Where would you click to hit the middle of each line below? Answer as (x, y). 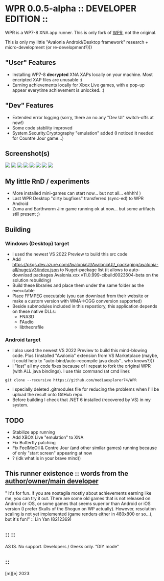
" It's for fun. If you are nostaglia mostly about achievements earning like (78, 493)
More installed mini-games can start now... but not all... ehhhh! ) (76, 193)
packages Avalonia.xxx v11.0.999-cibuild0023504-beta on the (96, 275)
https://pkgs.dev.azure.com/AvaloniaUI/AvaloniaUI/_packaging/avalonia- (85, 264)
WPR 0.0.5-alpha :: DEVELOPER (71, 9)
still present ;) (26, 214)
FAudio (26, 322)
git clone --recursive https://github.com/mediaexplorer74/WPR (71, 380)
